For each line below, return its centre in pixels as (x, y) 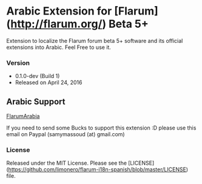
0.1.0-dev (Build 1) (37, 76)
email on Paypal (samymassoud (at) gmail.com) (66, 134)
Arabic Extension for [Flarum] (82, 11)
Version (18, 63)
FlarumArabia (23, 116)
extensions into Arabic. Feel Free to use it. (59, 47)
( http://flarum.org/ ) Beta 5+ (77, 24)
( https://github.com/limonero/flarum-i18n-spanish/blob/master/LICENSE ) (97, 169)
